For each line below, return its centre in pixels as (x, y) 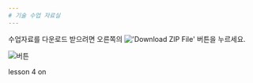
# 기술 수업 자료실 (34, 15)
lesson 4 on (27, 71)
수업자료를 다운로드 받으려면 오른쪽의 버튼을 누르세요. (127, 39)
